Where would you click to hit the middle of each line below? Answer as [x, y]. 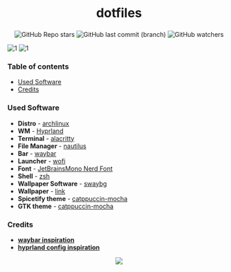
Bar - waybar [37, 153]
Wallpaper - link [41, 191]
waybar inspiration [46, 240]
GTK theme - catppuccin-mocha [66, 206]
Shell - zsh [34, 176]
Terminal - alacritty [46, 138]
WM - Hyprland [40, 131]
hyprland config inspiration [59, 247]
